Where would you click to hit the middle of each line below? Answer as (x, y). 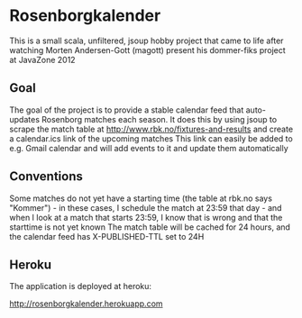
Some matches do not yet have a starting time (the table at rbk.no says (141, 198)
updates (25, 119)
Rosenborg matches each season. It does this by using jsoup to (160, 119)
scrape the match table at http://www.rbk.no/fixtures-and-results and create (151, 129)
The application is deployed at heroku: (80, 286)
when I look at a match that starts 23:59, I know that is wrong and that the (146, 217)
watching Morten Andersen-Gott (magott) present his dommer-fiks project (147, 50)
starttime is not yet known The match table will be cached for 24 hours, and (150, 227)
